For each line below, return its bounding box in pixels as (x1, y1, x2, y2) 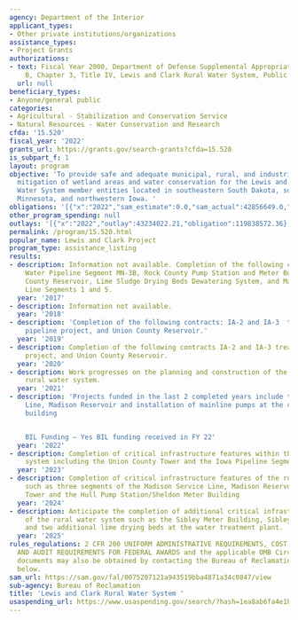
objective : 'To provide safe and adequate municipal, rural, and (9, 169, 255, 178)
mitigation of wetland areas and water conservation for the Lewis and (17, 178, 288, 187)
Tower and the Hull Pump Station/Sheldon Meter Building (25, 490, 240, 499)
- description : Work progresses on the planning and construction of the (9, 367, 288, 377)
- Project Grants (9, 46, 74, 55)
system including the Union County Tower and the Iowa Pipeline (25, 458, 268, 467)
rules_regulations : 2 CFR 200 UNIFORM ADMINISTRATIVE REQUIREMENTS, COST (9, 540, 288, 549)
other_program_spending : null (9, 210, 122, 220)
